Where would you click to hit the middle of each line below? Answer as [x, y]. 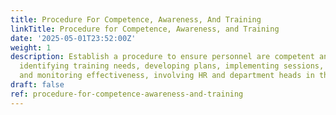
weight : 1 [31, 47]
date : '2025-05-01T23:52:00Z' [73, 38]
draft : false [37, 85]
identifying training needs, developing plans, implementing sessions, [172, 66]
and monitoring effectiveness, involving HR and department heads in [167, 76]
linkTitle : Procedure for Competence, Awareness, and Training [145, 29]
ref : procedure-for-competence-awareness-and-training [127, 94]
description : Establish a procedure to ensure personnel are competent [162, 57]
